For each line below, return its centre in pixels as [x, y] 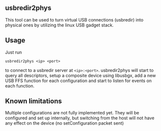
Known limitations [33, 101]
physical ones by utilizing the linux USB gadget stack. [60, 25]
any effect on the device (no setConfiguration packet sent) [64, 123]
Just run [14, 52]
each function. [20, 86]
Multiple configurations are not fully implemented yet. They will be [72, 113]
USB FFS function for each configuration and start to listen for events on [78, 81]
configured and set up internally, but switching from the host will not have [80, 118]
